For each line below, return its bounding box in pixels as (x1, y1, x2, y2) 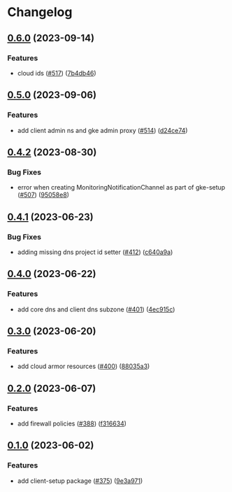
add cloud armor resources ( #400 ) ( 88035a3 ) (17, 362, 150, 371)
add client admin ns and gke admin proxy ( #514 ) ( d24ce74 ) (17, 126, 188, 134)
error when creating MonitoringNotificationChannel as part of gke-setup (17, 183, 226, 192)
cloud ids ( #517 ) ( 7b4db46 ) (17, 69, 96, 77)
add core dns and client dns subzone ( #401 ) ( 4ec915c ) (17, 305, 175, 314)
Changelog (7, 4, 73, 20)
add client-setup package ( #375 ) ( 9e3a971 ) (17, 477, 143, 485)
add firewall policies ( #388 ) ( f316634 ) (17, 419, 127, 428)
